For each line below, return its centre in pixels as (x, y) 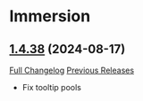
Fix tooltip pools (52, 87)
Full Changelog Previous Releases (72, 70)
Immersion (50, 16)
